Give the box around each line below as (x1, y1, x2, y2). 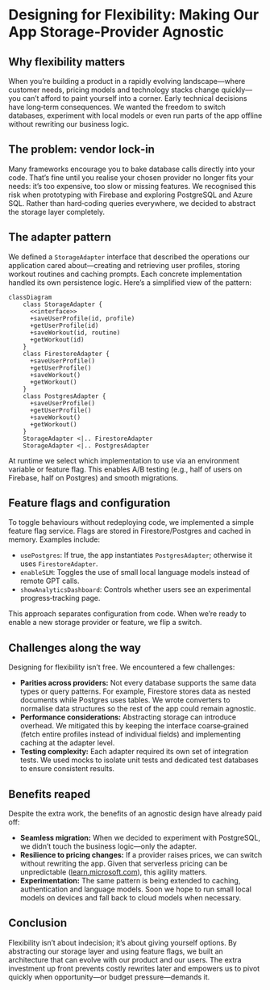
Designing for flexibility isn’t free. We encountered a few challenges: (8, 662, 235, 672)
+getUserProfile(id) (29, 321, 99, 329)
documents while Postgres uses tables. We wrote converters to (19, 695, 231, 705)
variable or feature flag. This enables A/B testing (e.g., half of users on (8, 464, 243, 474)
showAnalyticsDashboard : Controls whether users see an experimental (19, 585, 251, 594)
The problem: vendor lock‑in (8, 143, 156, 157)
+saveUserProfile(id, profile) (29, 314, 135, 322)
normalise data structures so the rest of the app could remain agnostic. (19, 704, 256, 714)
